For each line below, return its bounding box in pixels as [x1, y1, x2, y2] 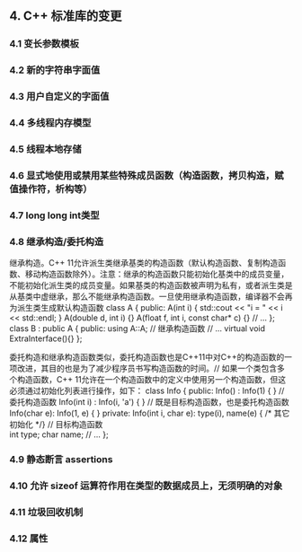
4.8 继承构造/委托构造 [9, 235, 104, 248]
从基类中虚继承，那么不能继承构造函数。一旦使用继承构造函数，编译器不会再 [9, 291, 293, 302]
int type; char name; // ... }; [9, 429, 110, 440]
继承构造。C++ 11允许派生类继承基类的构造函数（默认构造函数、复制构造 [9, 258, 279, 268]
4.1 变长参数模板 [9, 38, 79, 50]
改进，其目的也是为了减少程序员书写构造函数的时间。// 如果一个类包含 [16, 363, 278, 374]
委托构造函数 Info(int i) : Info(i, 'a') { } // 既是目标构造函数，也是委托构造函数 [9, 397, 289, 407]
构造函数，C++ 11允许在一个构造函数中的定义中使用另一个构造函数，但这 [16, 374, 287, 385]
